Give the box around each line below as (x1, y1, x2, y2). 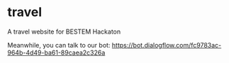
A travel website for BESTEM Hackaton (7, 27, 121, 36)
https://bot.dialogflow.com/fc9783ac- (111, 41, 222, 49)
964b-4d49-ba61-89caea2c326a (7, 48, 106, 57)
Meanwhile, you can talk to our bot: (7, 41, 111, 49)
